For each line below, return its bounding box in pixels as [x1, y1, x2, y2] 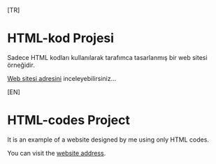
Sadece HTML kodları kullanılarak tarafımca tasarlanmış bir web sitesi [7, 53, 208, 61]
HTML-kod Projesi [7, 31, 114, 46]
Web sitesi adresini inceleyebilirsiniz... [7, 74, 117, 82]
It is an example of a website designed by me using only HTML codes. [7, 135, 210, 144]
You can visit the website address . [7, 149, 106, 157]
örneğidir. [7, 61, 35, 69]
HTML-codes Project [7, 112, 131, 128]
